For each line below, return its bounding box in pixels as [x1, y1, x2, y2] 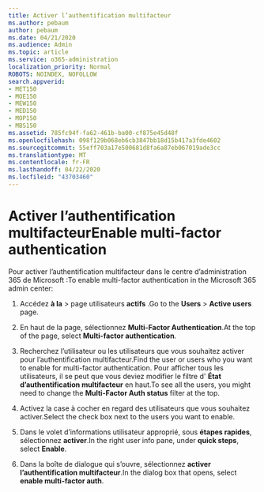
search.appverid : [8, 77, 66, 85]
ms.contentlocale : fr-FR [8, 159, 90, 167]
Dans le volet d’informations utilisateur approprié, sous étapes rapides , [19, 427, 252, 437]
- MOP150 [8, 115, 37, 122]
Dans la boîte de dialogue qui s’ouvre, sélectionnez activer [19, 459, 211, 468]
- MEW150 [8, 100, 37, 107]
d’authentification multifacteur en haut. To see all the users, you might [19, 380, 251, 389]
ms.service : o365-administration [8, 56, 119, 64]
